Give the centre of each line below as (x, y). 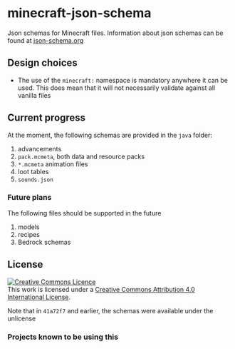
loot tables (33, 171)
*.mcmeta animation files (53, 164)
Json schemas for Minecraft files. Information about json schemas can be (115, 33)
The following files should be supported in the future (84, 213)
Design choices (43, 63)
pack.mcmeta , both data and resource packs (81, 156)
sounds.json (35, 180)
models (28, 227)
